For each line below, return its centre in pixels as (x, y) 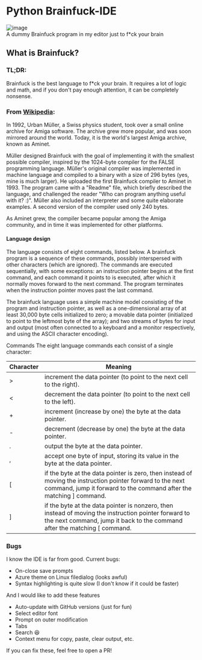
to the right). (62, 384)
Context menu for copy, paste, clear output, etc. (74, 639)
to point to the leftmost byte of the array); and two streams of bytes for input (101, 321)
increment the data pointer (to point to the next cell (116, 377)
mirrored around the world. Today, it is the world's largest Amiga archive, (96, 137)
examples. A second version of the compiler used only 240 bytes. (88, 206)
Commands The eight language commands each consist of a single (90, 346)
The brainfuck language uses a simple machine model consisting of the (95, 302)
